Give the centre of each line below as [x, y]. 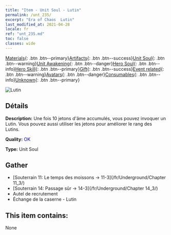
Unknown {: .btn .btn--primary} [47, 80]
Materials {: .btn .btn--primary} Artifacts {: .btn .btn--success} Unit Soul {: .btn [85, 58]
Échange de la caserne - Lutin [45, 199]
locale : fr [17, 29]
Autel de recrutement [35, 194]
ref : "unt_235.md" [25, 34]
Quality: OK [18, 139]
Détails [17, 106]
